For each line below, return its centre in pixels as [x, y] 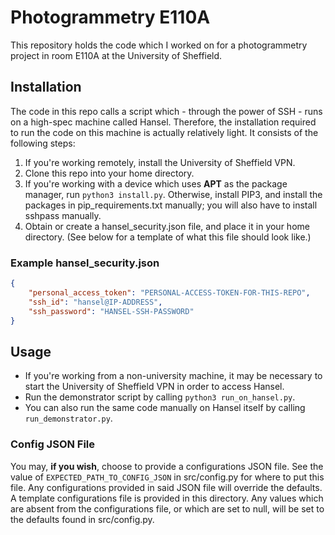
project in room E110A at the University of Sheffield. [116, 55]
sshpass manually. [63, 215]
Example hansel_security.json [85, 263]
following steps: [43, 143]
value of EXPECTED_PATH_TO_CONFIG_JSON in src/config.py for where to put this [167, 477]
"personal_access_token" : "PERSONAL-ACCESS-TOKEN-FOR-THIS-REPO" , [169, 292]
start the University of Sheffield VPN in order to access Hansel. [154, 387]
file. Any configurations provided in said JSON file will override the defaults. [166, 487]
